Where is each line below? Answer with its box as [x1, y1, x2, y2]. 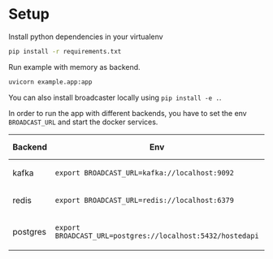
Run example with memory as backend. [8, 62, 141, 71]
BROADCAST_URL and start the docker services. [8, 117, 158, 127]
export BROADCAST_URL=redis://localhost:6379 [54, 196, 234, 205]
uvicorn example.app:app [8, 78, 93, 86]
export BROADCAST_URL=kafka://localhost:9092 [54, 168, 234, 177]
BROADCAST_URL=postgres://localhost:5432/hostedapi [54, 231, 259, 240]
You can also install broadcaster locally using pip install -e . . [8, 93, 222, 102]
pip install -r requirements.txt [8, 47, 122, 55]
